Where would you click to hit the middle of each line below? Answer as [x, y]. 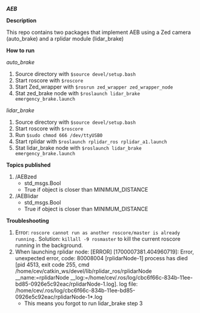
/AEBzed [26, 177]
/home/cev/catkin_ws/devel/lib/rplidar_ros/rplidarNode [83, 271]
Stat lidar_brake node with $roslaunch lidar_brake [78, 148]
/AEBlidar [27, 196]
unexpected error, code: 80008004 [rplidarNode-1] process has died [101, 258]
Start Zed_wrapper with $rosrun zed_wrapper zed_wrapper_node [94, 87]
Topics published [28, 165]
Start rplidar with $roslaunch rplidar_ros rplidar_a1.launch [91, 141]
